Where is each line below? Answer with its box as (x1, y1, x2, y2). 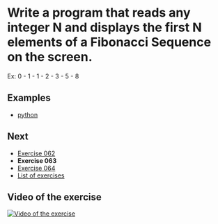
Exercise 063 (17, 156, 57, 164)
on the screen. (7, 49, 93, 65)
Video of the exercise (7, 191, 102, 203)
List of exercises (17, 171, 65, 180)
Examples (7, 92, 51, 104)
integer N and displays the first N (7, 19, 202, 35)
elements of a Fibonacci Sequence (7, 35, 211, 50)
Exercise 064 (17, 164, 56, 172)
